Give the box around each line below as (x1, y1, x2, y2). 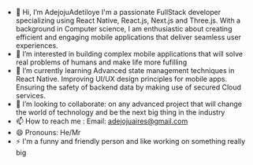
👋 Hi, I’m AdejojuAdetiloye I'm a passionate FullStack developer (15, 8, 221, 16)
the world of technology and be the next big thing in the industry (15, 108, 225, 117)
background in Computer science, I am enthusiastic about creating (15, 24, 233, 33)
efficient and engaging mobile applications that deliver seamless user (15, 32, 242, 42)
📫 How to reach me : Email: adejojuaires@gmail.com (15, 116, 188, 126)
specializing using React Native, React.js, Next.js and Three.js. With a (15, 16, 241, 25)
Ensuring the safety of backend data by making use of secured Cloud (15, 82, 242, 92)
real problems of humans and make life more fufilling (15, 57, 188, 67)
